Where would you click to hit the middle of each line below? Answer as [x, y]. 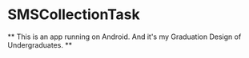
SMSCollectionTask [74, 15]
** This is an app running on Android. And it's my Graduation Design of [124, 37]
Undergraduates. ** [40, 44]
